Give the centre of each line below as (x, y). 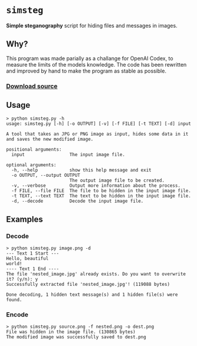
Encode (17, 315)
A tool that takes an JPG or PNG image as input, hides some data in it (97, 134)
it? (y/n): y (22, 279)
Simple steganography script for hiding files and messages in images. (92, 25)
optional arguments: (32, 165)
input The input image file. (68, 155)
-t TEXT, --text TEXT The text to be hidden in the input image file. (101, 196)
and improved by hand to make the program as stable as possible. (86, 71)
